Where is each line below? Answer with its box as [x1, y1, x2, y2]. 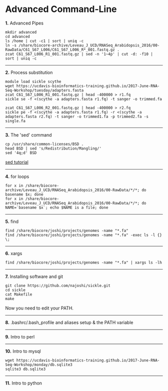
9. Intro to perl [5, 333, 35, 339]
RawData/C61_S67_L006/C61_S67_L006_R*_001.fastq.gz [5, 47, 115, 52]
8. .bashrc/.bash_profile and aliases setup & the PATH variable [5, 319, 133, 325]
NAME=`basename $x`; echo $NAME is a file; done [5, 205, 108, 210]
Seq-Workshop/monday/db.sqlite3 [5, 362, 72, 367]
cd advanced [5, 34, 30, 39]
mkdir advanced [5, 29, 37, 34]
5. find [5, 218, 19, 224]
